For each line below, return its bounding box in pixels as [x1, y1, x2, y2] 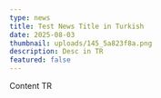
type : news [9, 13, 51, 23]
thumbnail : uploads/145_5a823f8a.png [9, 38, 153, 48]
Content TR [9, 81, 53, 91]
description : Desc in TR [9, 47, 104, 56]
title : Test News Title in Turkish [9, 22, 145, 31]
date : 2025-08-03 [9, 30, 75, 39]
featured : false [9, 55, 71, 64]
